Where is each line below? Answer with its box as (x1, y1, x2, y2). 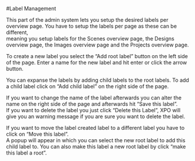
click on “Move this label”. (6, 130, 69, 137)
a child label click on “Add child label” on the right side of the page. (6, 83, 169, 90)
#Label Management (6, 5, 57, 12)
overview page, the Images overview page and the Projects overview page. (6, 41, 189, 48)
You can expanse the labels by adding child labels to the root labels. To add (6, 76, 190, 83)
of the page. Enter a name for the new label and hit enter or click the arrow (6, 59, 187, 66)
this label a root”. (6, 149, 47, 156)
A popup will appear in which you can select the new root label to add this (6, 137, 186, 143)
